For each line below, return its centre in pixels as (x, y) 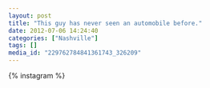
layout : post (30, 16)
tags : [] (23, 46)
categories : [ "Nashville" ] (53, 38)
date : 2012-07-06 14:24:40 (53, 30)
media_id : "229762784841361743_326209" (75, 53)
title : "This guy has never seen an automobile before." (105, 23)
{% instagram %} (37, 76)
